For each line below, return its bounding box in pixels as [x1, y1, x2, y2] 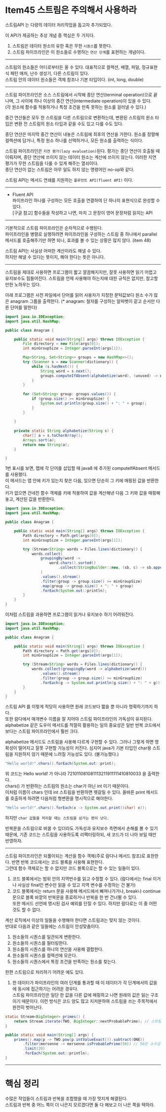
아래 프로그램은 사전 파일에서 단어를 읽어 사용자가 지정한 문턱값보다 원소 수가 [5, 292, 153, 298]
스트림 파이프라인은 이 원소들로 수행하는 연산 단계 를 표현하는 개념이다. [12, 49, 146, 55]
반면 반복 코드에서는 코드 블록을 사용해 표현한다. [11, 859, 104, 865]
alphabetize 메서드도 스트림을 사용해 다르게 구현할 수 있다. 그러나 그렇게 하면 [5, 739, 154, 745]
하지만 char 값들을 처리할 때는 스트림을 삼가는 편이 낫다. [5, 815, 110, 821]
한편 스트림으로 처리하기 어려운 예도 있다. [5, 969, 84, 975]
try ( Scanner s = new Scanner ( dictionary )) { [23, 360, 119, 365]
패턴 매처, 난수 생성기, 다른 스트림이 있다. [10, 70, 89, 76]
